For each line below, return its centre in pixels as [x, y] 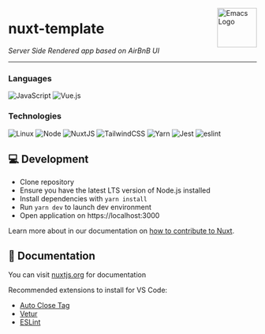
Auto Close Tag [45, 306]
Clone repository [47, 182]
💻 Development [49, 159]
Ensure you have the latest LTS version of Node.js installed [115, 190]
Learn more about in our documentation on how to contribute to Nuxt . [121, 231]
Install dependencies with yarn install [83, 199]
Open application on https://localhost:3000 [90, 216]
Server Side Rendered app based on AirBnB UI [84, 51]
